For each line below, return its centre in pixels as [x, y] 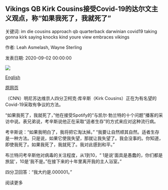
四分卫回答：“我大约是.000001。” [39, 172]
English [13, 77]
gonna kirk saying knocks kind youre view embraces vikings [67, 37]
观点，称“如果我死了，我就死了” [61, 18]
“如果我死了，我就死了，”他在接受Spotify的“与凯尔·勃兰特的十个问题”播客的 [82, 115]
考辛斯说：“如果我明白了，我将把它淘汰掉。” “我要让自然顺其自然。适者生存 [82, 132]
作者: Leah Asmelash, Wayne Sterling [44, 47]
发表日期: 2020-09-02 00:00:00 [38, 58]
